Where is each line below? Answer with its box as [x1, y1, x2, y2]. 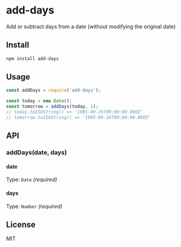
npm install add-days [6, 55, 59, 62]
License [6, 219, 36, 229]
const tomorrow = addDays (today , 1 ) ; [6, 104, 99, 109]
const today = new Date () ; [6, 98, 72, 104]
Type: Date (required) [6, 176, 58, 183]
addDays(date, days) [6, 148, 68, 156]
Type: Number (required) [6, 202, 63, 209]
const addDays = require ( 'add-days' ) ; [6, 88, 101, 94]
